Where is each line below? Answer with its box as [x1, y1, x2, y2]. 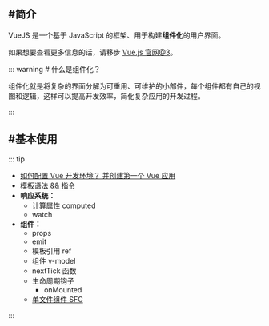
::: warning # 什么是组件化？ [8, 64, 102, 74]
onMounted [43, 284, 82, 294]
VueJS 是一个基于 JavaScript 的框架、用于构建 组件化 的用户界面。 [8, 30, 226, 40]
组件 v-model [31, 256, 76, 265]
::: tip [8, 154, 26, 164]
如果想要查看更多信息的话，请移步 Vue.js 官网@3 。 [8, 47, 178, 57]
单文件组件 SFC [31, 294, 84, 304]
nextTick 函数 [31, 266, 77, 276]
